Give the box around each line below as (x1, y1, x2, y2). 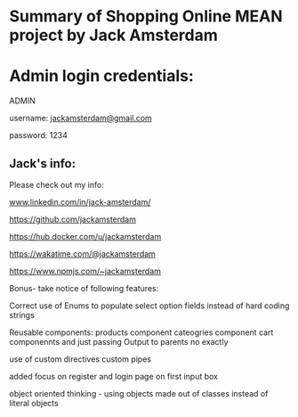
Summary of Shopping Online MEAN (9, 6, 283, 27)
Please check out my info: (9, 179, 104, 190)
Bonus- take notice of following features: (9, 282, 159, 293)
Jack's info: (9, 156, 77, 171)
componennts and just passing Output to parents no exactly (9, 336, 229, 347)
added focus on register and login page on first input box (9, 371, 218, 381)
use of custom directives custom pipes (9, 354, 151, 364)
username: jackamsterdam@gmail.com (9, 113, 153, 124)
